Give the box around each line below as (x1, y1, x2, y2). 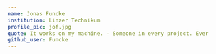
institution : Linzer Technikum (7, 17, 101, 24)
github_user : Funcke (7, 36, 69, 43)
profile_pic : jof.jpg (7, 23, 72, 30)
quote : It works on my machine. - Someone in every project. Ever (7, 29, 209, 37)
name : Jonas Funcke (7, 10, 66, 18)
